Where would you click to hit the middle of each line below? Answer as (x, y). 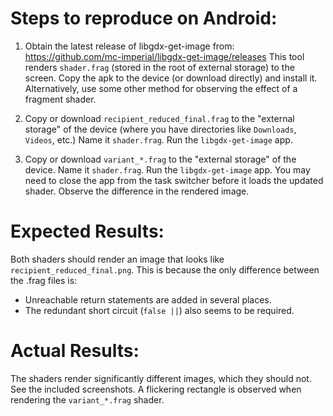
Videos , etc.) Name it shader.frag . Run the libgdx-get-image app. (158, 139)
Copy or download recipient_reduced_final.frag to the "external (159, 118)
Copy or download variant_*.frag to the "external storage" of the (160, 159)
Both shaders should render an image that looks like (117, 259)
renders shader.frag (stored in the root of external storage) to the (159, 67)
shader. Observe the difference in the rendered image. (137, 191)
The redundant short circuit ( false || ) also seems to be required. (159, 310)
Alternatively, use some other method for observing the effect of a (161, 88)
